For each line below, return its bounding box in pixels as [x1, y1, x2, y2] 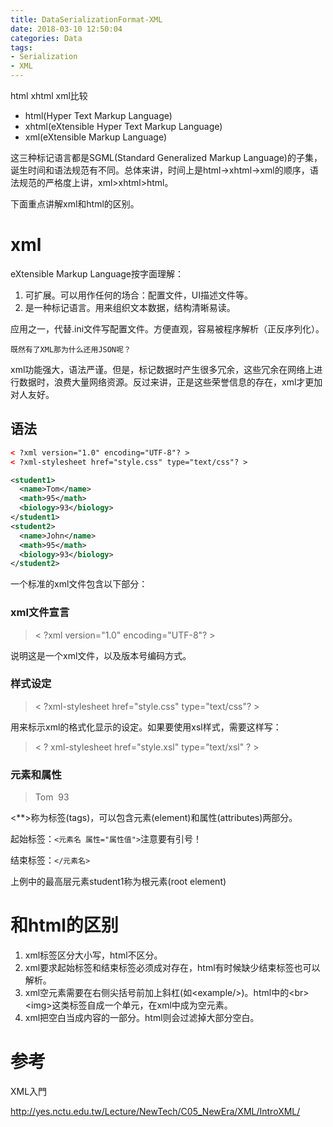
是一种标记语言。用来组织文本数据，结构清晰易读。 [24, 301, 236, 313]
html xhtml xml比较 [10, 90, 88, 101]
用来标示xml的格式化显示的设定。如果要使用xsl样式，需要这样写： [10, 721, 282, 733]
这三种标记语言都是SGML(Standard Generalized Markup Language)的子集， [10, 152, 323, 163]
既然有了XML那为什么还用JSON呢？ [10, 344, 132, 355]
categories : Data [10, 33, 83, 43]
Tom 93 [34, 791, 70, 803]
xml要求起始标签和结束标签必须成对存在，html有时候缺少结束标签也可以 [24, 962, 321, 974]
